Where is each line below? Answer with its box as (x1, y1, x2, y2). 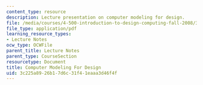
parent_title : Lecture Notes (6, 48, 80, 54)
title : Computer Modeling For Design (6, 64, 101, 71)
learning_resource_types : (6, 31, 71, 37)
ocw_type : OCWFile (6, 42, 53, 48)
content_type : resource (6, 8, 66, 15)
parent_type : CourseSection (6, 53, 77, 59)
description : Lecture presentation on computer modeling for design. (6, 14, 185, 20)
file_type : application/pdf (6, 25, 77, 32)
